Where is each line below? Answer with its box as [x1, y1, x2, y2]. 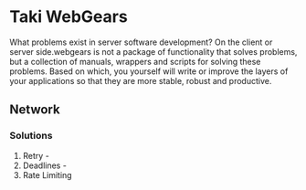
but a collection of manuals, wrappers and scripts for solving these [9, 56, 261, 67]
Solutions [9, 130, 53, 142]
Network [9, 102, 61, 118]
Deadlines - [22, 160, 67, 171]
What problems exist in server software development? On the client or [9, 37, 273, 47]
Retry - [22, 150, 50, 161]
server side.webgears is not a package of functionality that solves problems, [9, 46, 298, 57]
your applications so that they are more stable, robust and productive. [9, 75, 272, 86]
